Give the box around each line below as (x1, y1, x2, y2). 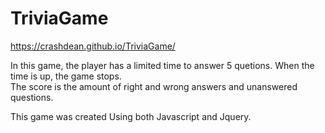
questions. (10, 91, 54, 103)
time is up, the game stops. (10, 70, 122, 82)
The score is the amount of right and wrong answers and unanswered (10, 80, 298, 92)
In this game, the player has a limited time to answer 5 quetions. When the (10, 59, 315, 71)
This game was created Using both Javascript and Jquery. (10, 110, 252, 122)
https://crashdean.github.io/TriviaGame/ (10, 40, 176, 52)
